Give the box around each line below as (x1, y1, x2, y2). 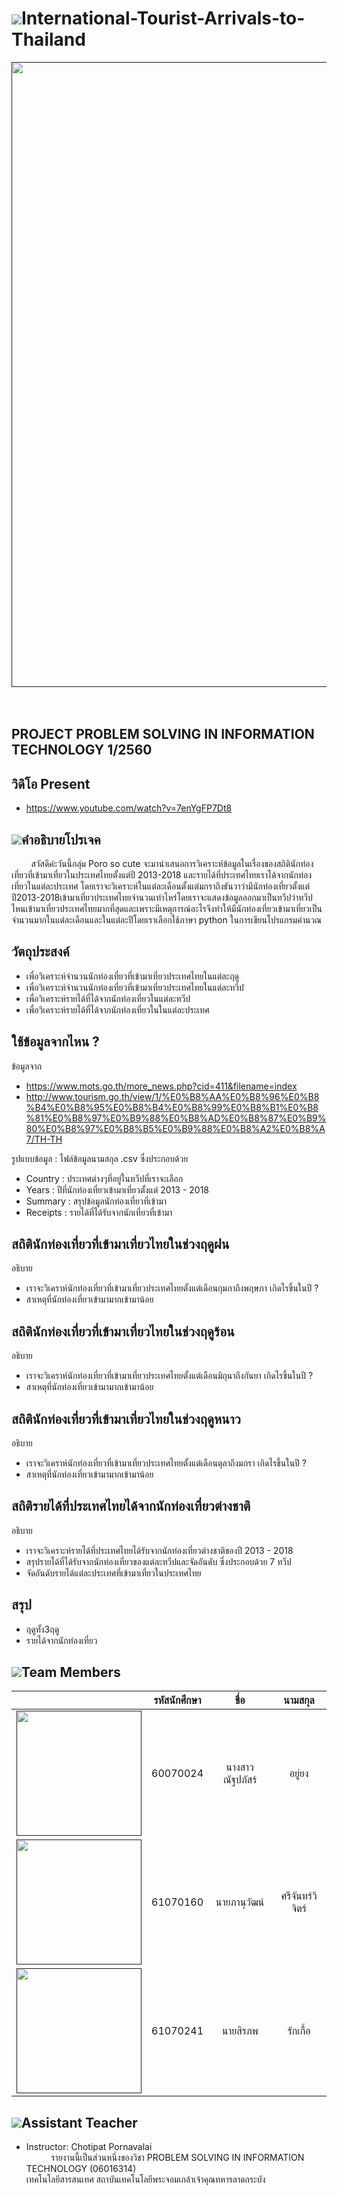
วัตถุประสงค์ (11, 943, 70, 961)
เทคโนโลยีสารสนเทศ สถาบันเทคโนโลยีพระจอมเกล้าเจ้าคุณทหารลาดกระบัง (25, 2173, 266, 2186)
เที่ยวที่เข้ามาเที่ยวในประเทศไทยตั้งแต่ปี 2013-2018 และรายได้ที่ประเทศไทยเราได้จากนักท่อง (11, 868, 313, 881)
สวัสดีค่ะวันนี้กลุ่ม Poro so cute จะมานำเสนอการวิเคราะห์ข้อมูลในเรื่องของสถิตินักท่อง (30, 857, 314, 869)
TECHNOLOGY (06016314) (25, 2163, 137, 2175)
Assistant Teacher (21, 2114, 138, 2131)
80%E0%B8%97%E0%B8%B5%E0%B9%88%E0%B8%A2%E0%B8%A (25, 1122, 326, 1134)
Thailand (11, 28, 86, 51)
